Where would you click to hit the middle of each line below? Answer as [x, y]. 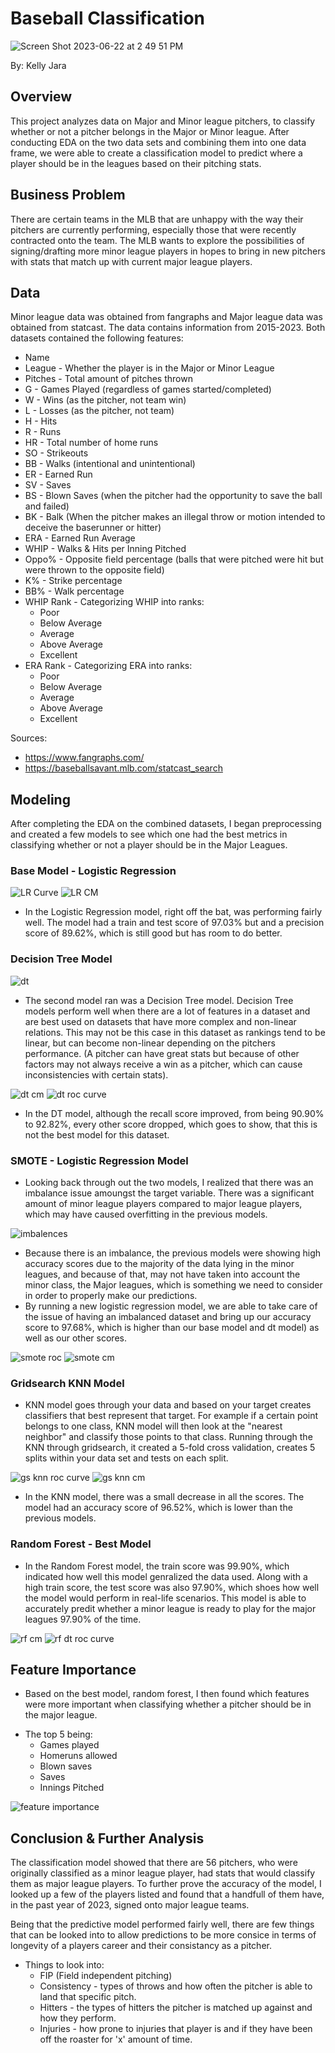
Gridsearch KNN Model [67, 1383]
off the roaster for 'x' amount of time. [116, 2039]
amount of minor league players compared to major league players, [163, 1204]
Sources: [29, 738]
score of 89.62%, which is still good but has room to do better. [153, 933]
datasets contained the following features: [97, 338]
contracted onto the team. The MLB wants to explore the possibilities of [157, 240]
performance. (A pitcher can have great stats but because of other [162, 1053]
